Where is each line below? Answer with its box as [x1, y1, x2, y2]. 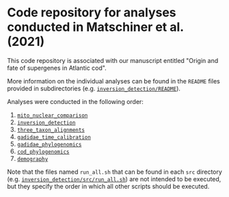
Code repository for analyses [7, 5, 176, 21]
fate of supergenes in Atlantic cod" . [7, 64, 107, 72]
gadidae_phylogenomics [16, 141, 82, 148]
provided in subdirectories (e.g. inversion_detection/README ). [7, 84, 181, 92]
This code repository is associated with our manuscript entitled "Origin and [7, 56, 219, 64]
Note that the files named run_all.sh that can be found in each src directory [7, 168, 222, 176]
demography [16, 155, 49, 162]
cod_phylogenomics [16, 148, 70, 155]
